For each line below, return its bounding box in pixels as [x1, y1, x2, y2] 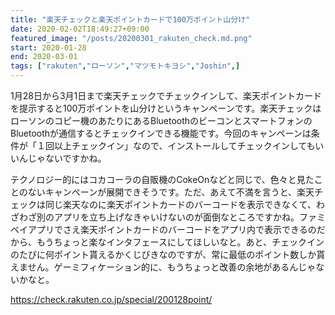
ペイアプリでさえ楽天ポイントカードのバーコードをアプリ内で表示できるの [10, 224, 317, 235]
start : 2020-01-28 [10, 42, 87, 53]
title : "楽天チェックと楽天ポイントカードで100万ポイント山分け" [10, 14, 251, 25]
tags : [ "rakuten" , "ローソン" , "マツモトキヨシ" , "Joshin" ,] [10, 61, 241, 71]
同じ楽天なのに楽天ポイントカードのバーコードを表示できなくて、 [44, 199, 317, 210]
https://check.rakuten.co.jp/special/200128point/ [10, 294, 213, 305]
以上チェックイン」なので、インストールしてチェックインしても [53, 140, 316, 151]
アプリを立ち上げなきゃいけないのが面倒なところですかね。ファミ [53, 211, 326, 223]
